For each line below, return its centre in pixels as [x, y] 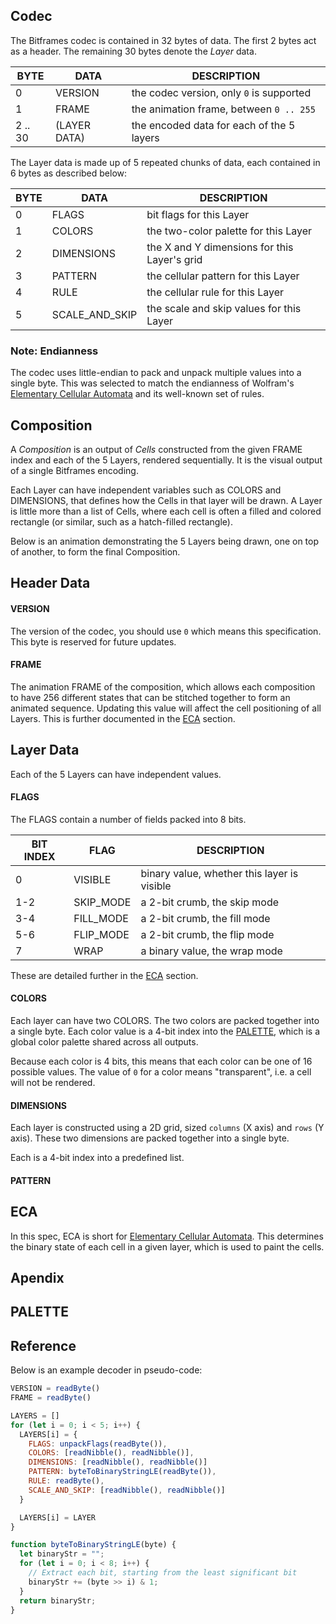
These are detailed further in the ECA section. [104, 975]
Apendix [37, 1277]
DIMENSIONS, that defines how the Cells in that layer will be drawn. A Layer [166, 500]
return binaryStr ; [58, 1600]
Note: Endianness [54, 351]
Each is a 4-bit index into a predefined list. [97, 1158]
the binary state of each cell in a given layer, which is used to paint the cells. [167, 1246]
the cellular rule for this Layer [215, 292]
